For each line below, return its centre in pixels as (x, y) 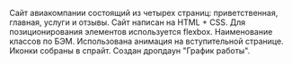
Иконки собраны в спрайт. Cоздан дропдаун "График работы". (130, 51)
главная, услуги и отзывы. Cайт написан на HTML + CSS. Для (127, 22)
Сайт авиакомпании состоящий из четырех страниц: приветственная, (144, 13)
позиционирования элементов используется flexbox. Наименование (141, 32)
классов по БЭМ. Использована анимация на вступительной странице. (147, 41)
